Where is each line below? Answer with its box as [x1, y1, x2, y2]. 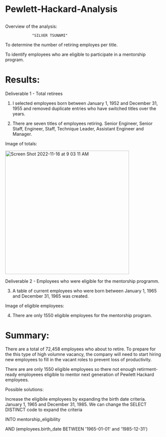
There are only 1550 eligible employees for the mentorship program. [12, 312, 152, 318]
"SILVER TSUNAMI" [31, 33, 68, 38]
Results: [5, 74, 40, 85]
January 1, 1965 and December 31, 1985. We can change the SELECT [5, 402, 147, 408]
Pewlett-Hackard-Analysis [5, 3, 118, 15]
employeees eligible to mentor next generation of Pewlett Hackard [18, 372, 155, 378]
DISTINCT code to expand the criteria [5, 407, 83, 413]
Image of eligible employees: [5, 303, 64, 309]
